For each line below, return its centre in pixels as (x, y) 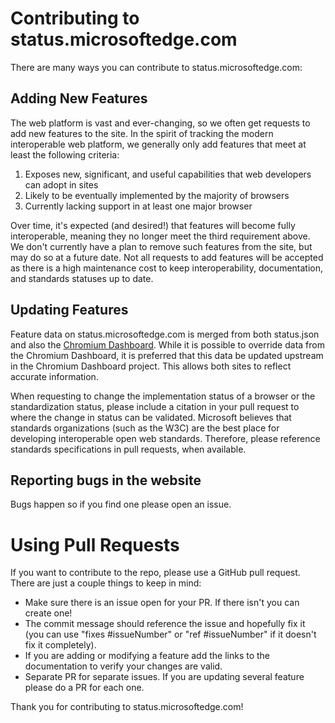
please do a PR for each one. (84, 688)
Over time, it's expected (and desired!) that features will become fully (153, 225)
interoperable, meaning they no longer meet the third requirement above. (160, 236)
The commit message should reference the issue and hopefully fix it (165, 624)
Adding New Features (79, 98)
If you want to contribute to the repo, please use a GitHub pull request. (155, 573)
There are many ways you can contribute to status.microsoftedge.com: (156, 67)
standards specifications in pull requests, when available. (128, 449)
